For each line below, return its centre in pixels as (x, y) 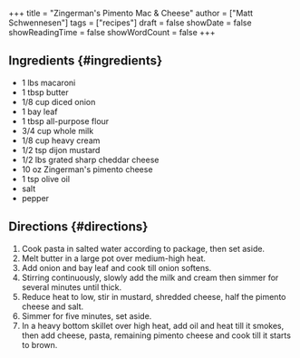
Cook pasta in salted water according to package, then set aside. (143, 248)
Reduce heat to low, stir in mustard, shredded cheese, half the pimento (154, 296)
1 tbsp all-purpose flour (65, 121)
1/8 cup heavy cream (61, 140)
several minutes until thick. (72, 287)
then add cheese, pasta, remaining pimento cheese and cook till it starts (156, 335)
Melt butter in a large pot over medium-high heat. (113, 258)
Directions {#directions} (78, 227)
